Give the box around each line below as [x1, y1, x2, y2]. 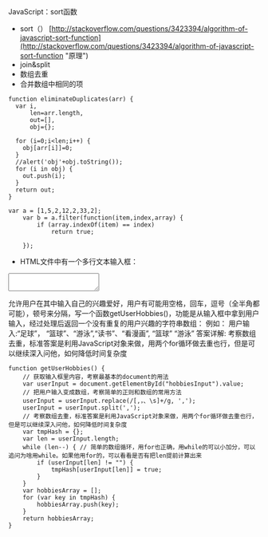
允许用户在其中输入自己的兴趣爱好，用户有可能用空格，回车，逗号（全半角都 [8, 298, 260, 308]
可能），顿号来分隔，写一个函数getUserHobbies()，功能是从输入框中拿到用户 [8, 309, 259, 318]
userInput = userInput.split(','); [22, 404, 141, 412]
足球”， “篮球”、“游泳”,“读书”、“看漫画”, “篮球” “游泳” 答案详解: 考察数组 [19, 329, 257, 338]
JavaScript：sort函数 [8, 7, 78, 16]
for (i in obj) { [15, 165, 73, 173]
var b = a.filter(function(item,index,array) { [22, 214, 183, 222]
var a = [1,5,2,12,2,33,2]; [8, 207, 102, 215]
